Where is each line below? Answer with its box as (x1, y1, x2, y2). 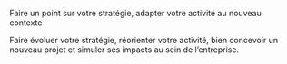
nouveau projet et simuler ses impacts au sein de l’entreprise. (9, 44, 239, 55)
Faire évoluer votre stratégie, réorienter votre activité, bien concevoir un (9, 35, 279, 45)
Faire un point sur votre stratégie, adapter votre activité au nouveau (9, 8, 262, 18)
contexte (9, 17, 43, 28)
